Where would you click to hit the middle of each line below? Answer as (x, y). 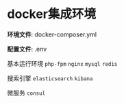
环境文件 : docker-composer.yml (52, 34)
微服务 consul (26, 93)
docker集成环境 (51, 14)
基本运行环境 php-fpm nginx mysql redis (62, 63)
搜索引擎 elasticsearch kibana (50, 78)
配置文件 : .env (27, 49)
